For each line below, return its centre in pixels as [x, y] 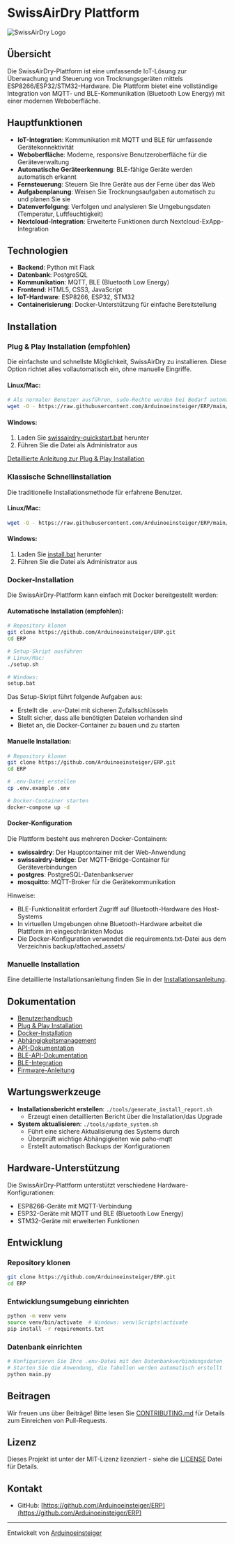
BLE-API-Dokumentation [53, 1055]
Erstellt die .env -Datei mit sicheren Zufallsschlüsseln [93, 710]
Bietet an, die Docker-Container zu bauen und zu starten [98, 726]
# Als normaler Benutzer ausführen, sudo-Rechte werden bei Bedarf [107, 400]
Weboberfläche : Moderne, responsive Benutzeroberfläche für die [112, 154]
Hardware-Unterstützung [64, 1168]
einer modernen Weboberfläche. [54, 101]
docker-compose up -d [39, 807]
